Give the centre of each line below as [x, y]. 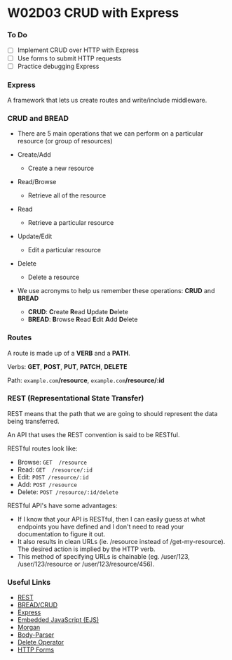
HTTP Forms [36, 650]
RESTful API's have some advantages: [62, 505]
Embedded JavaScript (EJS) [58, 620]
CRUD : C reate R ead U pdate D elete [78, 312]
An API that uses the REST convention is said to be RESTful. [94, 434]
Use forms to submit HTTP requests [69, 58]
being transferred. [33, 421]
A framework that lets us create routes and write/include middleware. [107, 100]
